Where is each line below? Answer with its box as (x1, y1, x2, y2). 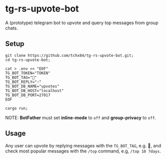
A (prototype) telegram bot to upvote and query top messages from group (5, 20, 158, 26)
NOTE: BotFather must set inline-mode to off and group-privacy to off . (5, 114, 156, 121)
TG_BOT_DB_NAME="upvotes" (5, 84, 59, 89)
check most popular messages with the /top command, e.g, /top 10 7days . (5, 148, 161, 154)
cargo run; (5, 106, 28, 111)
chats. (5, 25, 19, 31)
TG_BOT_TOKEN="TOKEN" (5, 70, 51, 75)
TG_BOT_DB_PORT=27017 (5, 93, 51, 98)
